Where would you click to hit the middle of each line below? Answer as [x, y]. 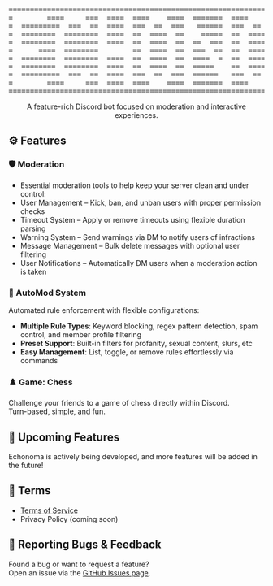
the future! [26, 466]
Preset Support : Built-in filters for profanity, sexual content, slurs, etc [136, 343]
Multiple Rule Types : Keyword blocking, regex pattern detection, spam [139, 326]
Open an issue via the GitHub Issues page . [80, 573]
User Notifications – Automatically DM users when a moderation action [139, 263]
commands [39, 360]
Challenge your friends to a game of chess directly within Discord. [119, 403]
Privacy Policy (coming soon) [69, 519]
